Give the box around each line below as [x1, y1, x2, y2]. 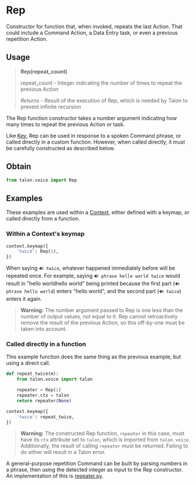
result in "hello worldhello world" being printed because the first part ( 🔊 [6, 280, 180, 287]
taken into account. [20, 325, 67, 333]
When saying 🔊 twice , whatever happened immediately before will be [6, 264, 176, 272]
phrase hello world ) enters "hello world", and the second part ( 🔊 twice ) [6, 288, 181, 295]
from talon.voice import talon [16, 377, 93, 382]
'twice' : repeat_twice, [16, 414, 75, 420]
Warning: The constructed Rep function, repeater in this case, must [20, 430, 185, 437]
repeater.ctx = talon [16, 392, 69, 399]
